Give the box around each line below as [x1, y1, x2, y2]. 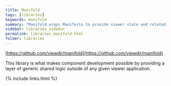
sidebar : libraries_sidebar [5, 27, 66, 32]
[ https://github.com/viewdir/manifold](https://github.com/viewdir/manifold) [5, 50, 163, 56]
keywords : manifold [5, 17, 47, 22]
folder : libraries [5, 36, 45, 41]
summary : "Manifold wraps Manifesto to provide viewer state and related [5, 21, 166, 27]
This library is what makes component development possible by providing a [5, 60, 165, 66]
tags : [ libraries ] [5, 12, 45, 17]
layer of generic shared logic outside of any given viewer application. [5, 65, 151, 72]
